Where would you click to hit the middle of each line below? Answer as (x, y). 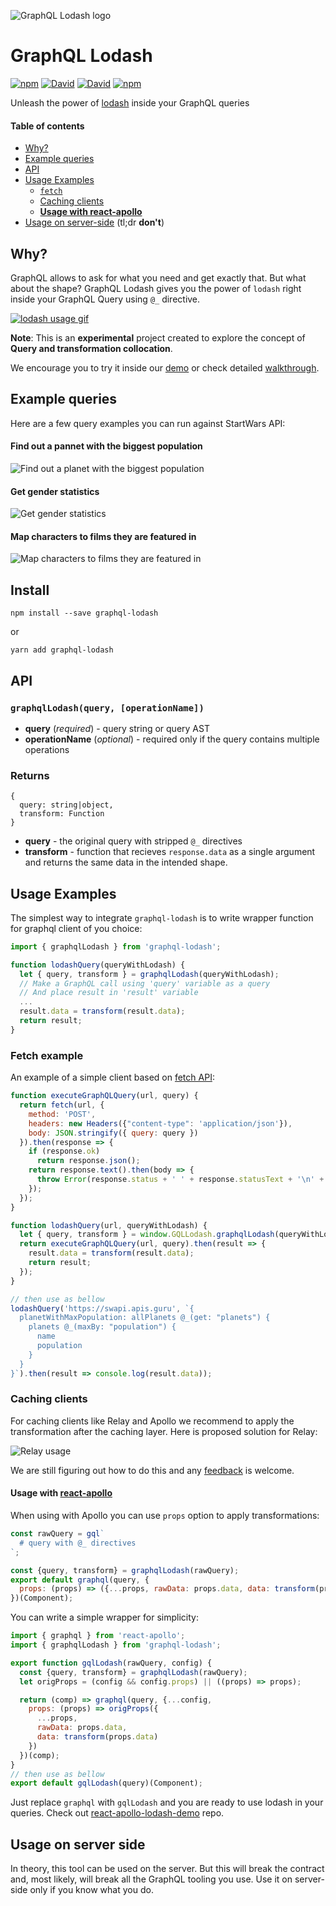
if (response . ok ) (64, 1151)
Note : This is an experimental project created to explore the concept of (158, 337)
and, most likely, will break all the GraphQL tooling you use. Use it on (151, 1879)
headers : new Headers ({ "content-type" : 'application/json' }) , (160, 1123)
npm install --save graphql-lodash (84, 613)
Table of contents (47, 126)
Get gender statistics (55, 491)
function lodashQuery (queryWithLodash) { (98, 965)
